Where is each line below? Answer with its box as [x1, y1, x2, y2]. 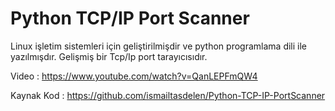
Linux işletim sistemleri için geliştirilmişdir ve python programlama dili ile [10, 40, 308, 52]
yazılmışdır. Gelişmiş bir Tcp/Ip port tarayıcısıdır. [10, 50, 208, 62]
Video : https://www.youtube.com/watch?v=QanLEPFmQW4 [10, 70, 258, 82]
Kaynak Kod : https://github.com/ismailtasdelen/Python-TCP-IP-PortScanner [10, 89, 326, 101]
